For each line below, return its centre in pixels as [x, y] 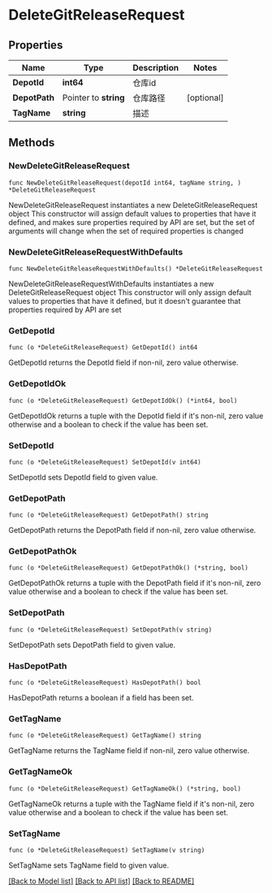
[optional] [205, 98]
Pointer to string [93, 98]
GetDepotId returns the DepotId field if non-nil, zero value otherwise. [123, 362]
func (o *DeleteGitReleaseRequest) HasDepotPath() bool [105, 683]
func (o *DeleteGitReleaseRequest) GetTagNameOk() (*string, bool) [125, 789]
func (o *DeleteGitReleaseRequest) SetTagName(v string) [107, 850]
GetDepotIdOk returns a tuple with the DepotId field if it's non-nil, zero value [136, 415]
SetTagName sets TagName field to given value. [89, 865]
